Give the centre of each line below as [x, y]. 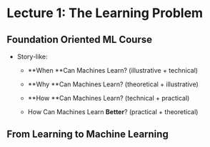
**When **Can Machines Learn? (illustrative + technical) [112, 70]
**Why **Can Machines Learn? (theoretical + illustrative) [113, 84]
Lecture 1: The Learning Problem [105, 13]
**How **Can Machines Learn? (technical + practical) [109, 98]
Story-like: [32, 56]
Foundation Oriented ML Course [80, 40]
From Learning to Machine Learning [87, 135]
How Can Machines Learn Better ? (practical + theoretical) [113, 112]
